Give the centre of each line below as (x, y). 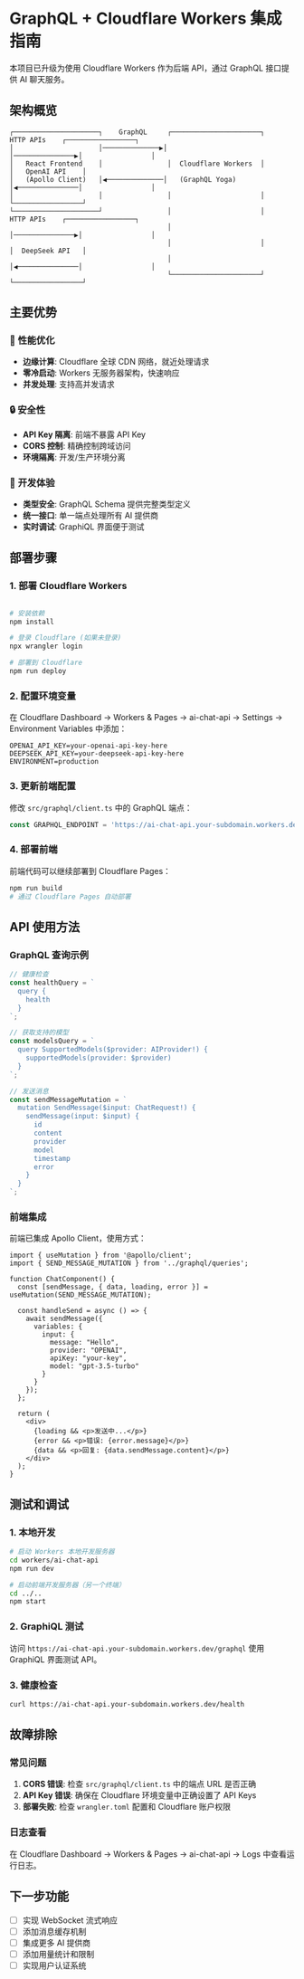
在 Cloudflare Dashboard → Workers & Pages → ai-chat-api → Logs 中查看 (148, 1854)
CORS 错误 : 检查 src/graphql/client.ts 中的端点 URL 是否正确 (139, 1784)
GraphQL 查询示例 (49, 955)
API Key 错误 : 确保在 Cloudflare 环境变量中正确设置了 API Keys (139, 1795)
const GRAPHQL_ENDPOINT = (58, 824)
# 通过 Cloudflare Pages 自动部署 (70, 897)
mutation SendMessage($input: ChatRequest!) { (107, 1108)
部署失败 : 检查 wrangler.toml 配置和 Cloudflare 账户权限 (127, 1807)
